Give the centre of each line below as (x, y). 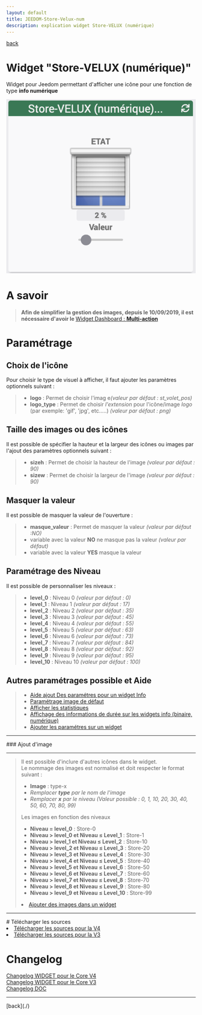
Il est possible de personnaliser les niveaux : (61, 586)
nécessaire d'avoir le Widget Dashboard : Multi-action (89, 319)
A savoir (27, 296)
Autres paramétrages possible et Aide (79, 681)
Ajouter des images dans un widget (72, 905)
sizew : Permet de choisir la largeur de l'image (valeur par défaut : (112, 475)
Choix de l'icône (37, 365)
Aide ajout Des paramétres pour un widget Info (88, 695)
